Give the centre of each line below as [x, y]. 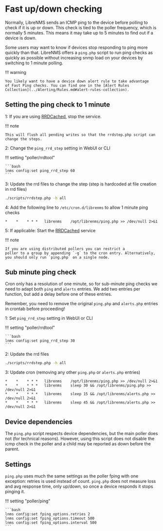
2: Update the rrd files [27, 354]
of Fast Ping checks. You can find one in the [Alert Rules [67, 85]
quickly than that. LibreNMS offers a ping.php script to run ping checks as [79, 53]
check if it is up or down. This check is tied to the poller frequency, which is [81, 27]
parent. [12, 449]
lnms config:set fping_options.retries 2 [48, 514]
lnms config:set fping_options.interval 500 [51, 522]
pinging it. [15, 491]
